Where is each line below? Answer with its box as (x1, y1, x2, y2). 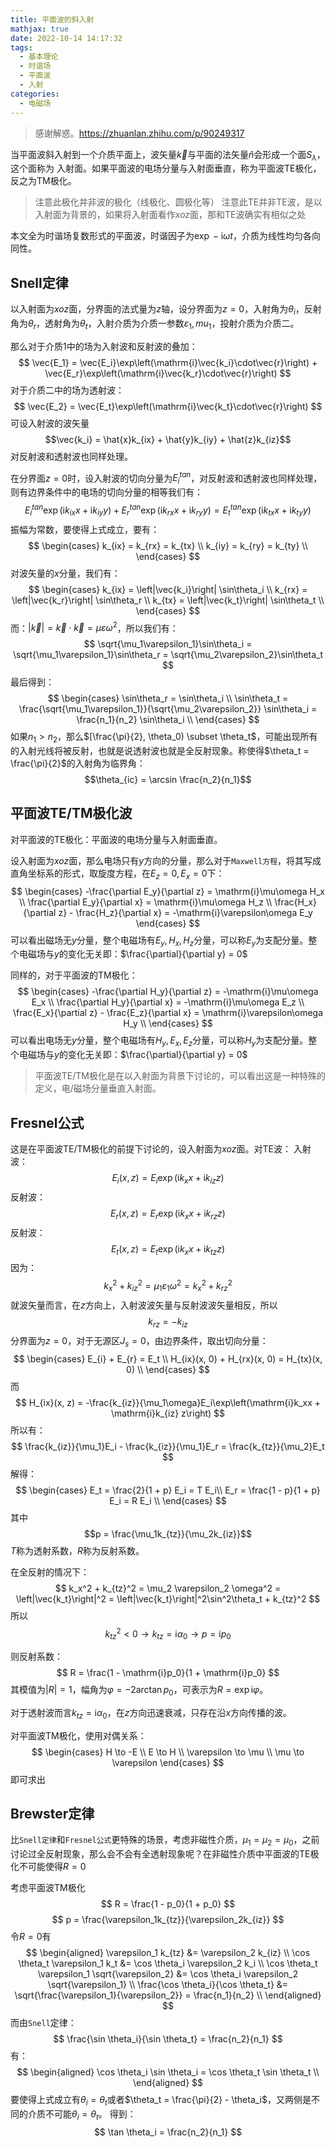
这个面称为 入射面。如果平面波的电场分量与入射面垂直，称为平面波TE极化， (10, 162, 322, 175)
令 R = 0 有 (10, 1931, 52, 1943)
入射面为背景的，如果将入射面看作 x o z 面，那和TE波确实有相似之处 (34, 209, 307, 221)
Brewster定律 (10, 1805, 95, 1822)
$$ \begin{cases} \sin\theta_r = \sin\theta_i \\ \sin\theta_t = (47, 692, 289, 705)
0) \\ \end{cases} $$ (126, 1363, 210, 1375)
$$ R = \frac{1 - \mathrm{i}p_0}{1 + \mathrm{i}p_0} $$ (56, 1666, 280, 1678)
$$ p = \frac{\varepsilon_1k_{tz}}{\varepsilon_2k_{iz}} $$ (51, 1914, 285, 1926)
